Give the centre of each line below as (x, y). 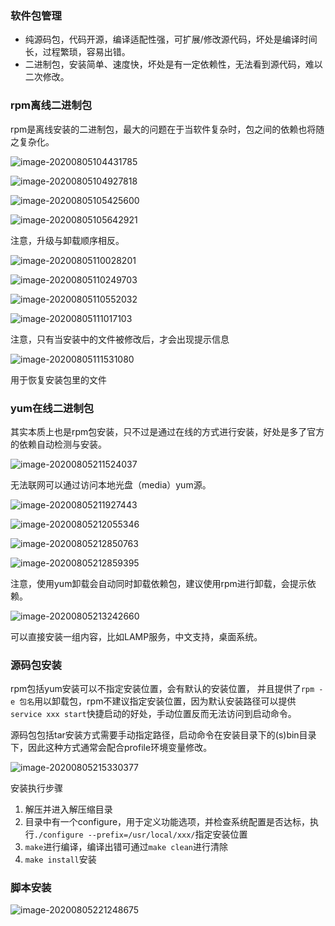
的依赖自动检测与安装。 (58, 444)
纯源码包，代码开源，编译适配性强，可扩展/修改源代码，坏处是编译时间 (171, 39)
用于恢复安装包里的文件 (58, 379)
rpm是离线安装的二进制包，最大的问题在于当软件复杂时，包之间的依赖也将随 (167, 129)
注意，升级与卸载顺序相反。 (67, 240)
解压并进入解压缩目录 (68, 809)
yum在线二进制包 (52, 408)
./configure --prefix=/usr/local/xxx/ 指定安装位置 (140, 834)
